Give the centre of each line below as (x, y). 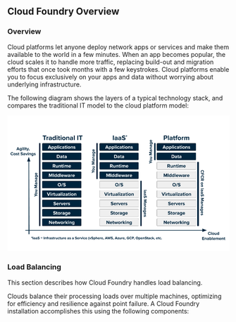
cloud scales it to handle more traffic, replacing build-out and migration (111, 62)
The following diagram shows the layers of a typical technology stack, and (115, 98)
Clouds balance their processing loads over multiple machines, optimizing (114, 296)
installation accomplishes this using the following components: (98, 311)
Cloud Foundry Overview (63, 12)
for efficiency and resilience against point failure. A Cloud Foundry (104, 303)
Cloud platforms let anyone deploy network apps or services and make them (118, 47)
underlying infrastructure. (44, 84)
